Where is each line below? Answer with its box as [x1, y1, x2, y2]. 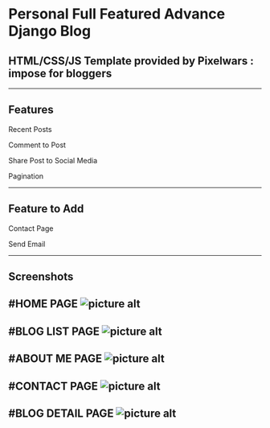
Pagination [8, 171, 44, 181]
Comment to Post [8, 140, 67, 150]
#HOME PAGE [8, 297, 78, 311]
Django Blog [8, 22, 91, 40]
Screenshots [8, 270, 74, 284]
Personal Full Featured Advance [8, 5, 226, 23]
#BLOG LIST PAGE [8, 324, 100, 338]
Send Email [8, 239, 46, 249]
